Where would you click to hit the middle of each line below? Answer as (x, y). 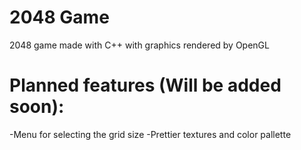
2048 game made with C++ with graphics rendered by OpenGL (139, 45)
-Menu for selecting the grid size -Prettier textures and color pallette (150, 134)
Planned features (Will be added (145, 85)
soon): (37, 107)
